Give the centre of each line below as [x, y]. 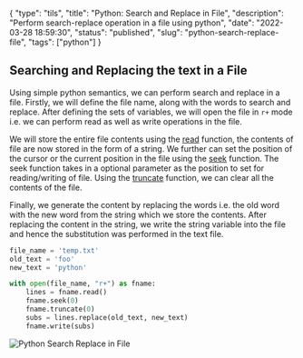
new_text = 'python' [49, 267]
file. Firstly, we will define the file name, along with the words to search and [150, 102]
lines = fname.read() [66, 293]
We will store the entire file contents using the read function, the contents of [151, 139]
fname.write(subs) [60, 326]
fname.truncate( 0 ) [60, 309]
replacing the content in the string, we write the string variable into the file [147, 224]
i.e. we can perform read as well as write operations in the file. [126, 121]
